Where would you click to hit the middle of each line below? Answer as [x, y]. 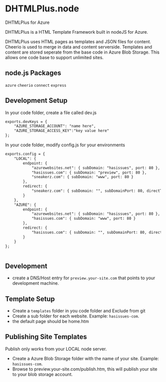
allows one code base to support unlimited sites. [54, 57]
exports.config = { [25, 154]
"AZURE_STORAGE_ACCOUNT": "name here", [55, 126]
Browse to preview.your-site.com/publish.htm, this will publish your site [85, 369]
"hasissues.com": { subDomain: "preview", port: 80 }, [89, 172]
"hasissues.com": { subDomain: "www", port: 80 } [83, 219]
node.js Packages [33, 73]
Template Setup [30, 299]
